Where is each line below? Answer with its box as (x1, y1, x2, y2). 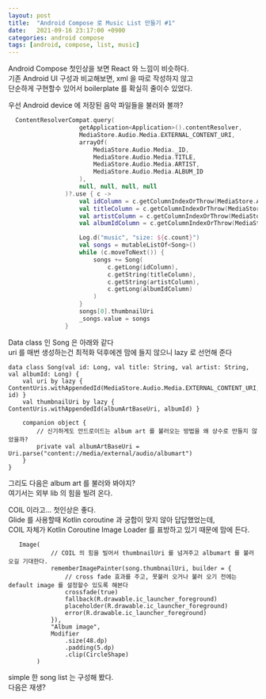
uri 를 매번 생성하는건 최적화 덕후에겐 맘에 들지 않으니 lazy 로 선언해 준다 (8, 347, 232, 357)
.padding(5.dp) (64, 644, 115, 651)
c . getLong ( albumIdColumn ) (107, 285, 193, 293)
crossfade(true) (64, 588, 119, 596)
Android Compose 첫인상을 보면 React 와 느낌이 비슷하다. (8, 64, 189, 74)
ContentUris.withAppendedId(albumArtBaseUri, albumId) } (8, 405, 200, 413)
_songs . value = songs (78, 315, 150, 323)
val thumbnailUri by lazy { (22, 398, 115, 406)
